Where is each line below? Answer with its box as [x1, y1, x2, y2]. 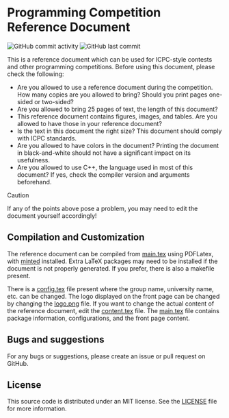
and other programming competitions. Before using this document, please [7, 62, 215, 71]
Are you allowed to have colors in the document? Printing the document [16, 141, 219, 149]
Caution [7, 190, 29, 199]
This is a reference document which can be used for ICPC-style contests [7, 55, 213, 63]
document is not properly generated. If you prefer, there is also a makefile [7, 264, 215, 272]
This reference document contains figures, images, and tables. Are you [16, 112, 217, 121]
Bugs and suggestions [7, 334, 105, 345]
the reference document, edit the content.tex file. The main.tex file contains [7, 306, 220, 315]
